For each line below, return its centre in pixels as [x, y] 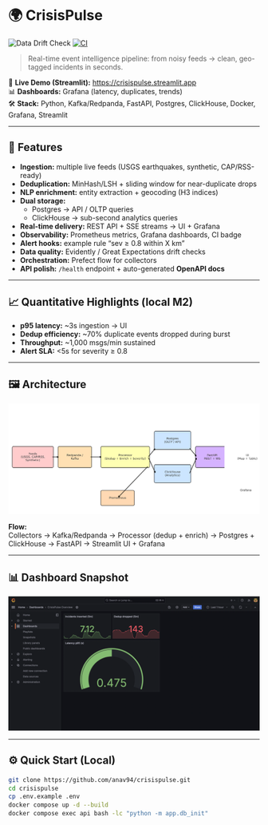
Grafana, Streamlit [38, 115]
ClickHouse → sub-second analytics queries [104, 217]
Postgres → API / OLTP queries [83, 209]
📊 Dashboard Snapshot [69, 577]
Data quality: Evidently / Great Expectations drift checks [112, 252]
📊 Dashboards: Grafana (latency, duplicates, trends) [96, 91]
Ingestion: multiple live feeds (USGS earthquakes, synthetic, [119, 167]
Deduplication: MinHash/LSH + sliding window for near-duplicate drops [138, 184]
